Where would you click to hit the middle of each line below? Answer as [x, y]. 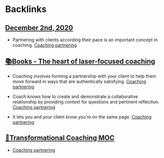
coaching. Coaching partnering [44, 45]
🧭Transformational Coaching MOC [60, 138]
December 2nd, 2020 [39, 28]
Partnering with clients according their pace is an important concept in [85, 40]
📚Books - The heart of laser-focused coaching [80, 61]
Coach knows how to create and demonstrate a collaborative [75, 96]
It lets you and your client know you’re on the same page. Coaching [82, 117]
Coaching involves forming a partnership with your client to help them [84, 76]
